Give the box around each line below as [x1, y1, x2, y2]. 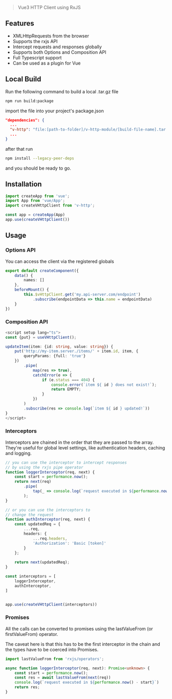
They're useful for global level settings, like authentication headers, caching [5, 444, 165, 450]
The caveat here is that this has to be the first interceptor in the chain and [5, 641, 160, 647]
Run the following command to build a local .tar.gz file [5, 88, 119, 94]
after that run [5, 146, 33, 152]
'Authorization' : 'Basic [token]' [32, 541, 106, 546]
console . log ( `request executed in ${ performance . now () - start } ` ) [14, 680, 159, 685]
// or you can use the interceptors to [5, 507, 91, 512]
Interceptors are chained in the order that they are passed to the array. [5, 439, 154, 445]
